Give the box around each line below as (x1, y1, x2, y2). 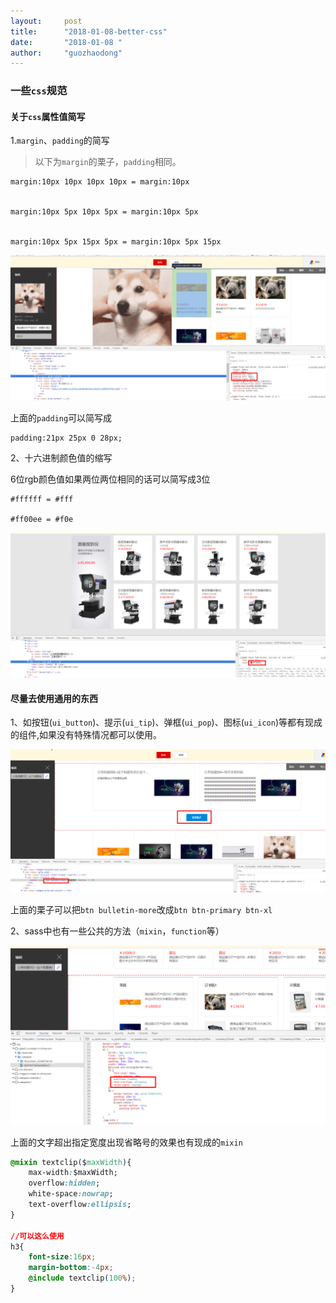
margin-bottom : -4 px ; (28, 1263, 114, 1273)
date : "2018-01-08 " (10, 37, 123, 47)
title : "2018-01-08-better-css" (10, 26, 168, 37)
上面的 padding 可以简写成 (10, 411, 113, 424)
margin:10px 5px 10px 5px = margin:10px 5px (10, 207, 199, 217)
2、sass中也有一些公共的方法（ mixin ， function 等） (10, 925, 225, 937)
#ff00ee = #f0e (10, 514, 74, 524)
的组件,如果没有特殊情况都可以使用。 (10, 729, 163, 741)
